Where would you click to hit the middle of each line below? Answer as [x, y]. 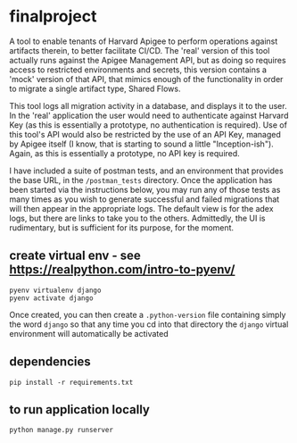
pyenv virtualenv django [55, 290]
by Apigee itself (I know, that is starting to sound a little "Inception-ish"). [141, 144]
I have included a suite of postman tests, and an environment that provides [146, 171]
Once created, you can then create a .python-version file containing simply [148, 314]
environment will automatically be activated [89, 333]
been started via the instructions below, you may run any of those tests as [145, 189]
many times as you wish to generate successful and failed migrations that [144, 199]
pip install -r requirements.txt [71, 382]
